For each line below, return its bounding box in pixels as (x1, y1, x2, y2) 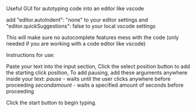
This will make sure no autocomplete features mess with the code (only (6, 34, 179, 40)
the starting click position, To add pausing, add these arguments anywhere (6, 69, 188, 76)
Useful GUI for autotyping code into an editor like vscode (6, 5, 144, 12)
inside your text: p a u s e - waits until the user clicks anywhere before (6, 76, 171, 82)
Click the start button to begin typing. (6, 99, 97, 106)
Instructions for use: (6, 52, 55, 58)
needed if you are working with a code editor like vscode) (6, 40, 146, 47)
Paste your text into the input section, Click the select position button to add (6, 63, 190, 70)
